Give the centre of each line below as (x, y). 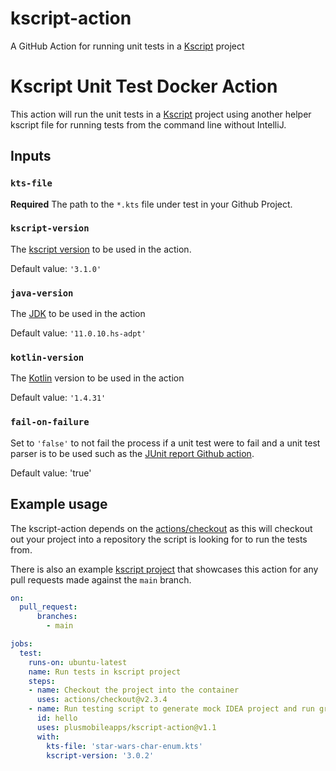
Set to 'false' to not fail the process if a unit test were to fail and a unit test (165, 443)
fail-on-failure (50, 422)
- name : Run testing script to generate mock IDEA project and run (171, 709)
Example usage (59, 504)
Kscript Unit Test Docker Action (144, 86)
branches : (57, 617)
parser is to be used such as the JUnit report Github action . (132, 453)
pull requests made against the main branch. (101, 579)
